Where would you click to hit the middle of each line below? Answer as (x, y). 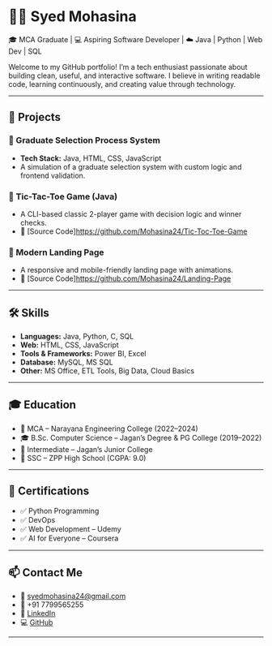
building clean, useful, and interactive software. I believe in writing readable (134, 75)
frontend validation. (53, 175)
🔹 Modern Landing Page (56, 252)
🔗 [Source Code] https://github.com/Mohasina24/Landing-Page (125, 278)
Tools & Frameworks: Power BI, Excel (83, 354)
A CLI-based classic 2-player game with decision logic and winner (131, 213)
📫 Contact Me (46, 573)
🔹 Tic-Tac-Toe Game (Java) (63, 196)
